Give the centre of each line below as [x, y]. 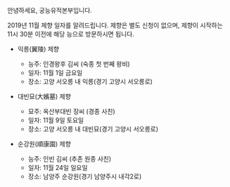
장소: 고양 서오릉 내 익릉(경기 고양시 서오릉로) [90, 82]
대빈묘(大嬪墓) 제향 [44, 96]
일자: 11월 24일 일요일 [58, 168]
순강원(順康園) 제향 [44, 144]
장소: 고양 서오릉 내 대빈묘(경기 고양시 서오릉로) [93, 129]
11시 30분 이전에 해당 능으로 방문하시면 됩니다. [71, 34]
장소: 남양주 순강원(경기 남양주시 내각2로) [85, 176]
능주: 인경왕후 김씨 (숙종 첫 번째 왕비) [79, 64]
